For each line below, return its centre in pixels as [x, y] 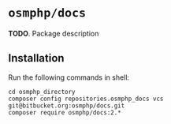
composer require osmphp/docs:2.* [65, 112]
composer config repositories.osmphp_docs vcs [86, 99]
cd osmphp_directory [42, 92]
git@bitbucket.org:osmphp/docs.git [67, 105]
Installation [36, 58]
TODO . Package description [54, 33]
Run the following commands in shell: [69, 77]
